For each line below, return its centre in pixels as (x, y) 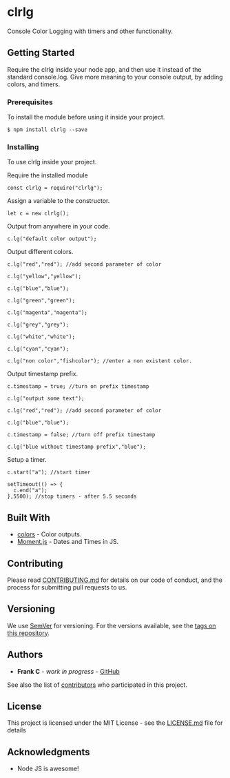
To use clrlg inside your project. (52, 162)
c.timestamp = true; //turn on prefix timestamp (78, 387)
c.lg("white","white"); (41, 337)
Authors (25, 655)
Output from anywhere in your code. (59, 226)
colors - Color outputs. (49, 534)
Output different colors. (40, 252)
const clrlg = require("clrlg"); (55, 188)
